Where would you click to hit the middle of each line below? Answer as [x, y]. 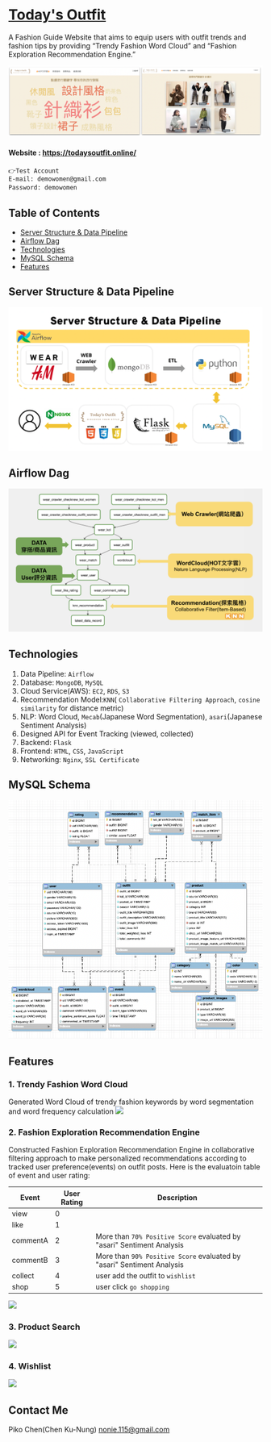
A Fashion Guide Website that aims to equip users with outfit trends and [127, 37]
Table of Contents [54, 213]
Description [177, 1198]
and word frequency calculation [61, 1111]
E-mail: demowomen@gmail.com [57, 179]
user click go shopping [132, 1287]
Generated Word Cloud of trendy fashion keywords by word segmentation [131, 1102]
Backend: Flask [46, 742]
